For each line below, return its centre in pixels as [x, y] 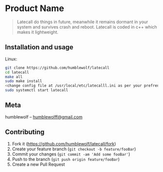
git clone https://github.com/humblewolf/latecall [57, 68]
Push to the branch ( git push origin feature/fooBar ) [66, 159]
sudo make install [24, 81]
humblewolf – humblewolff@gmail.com [44, 117]
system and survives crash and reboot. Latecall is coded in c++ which [87, 27]
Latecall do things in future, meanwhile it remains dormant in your [82, 22]
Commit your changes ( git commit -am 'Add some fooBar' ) [71, 154]
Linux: [11, 59]
